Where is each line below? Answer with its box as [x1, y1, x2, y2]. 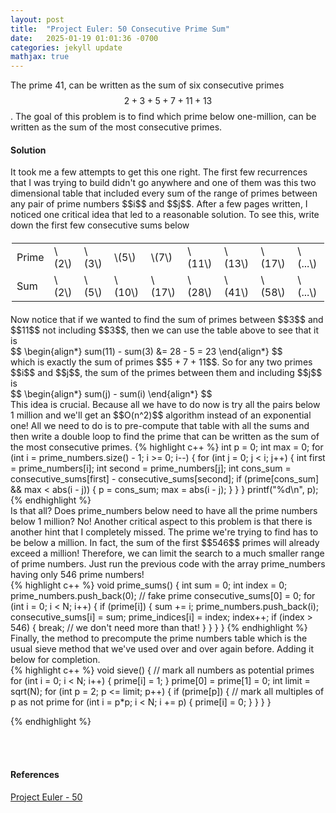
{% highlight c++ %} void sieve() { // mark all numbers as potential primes [10, 664, 315, 676]
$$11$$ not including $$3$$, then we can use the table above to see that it [10, 324, 319, 336]
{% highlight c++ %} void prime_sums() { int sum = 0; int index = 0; [10, 579, 288, 591]
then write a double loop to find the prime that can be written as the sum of [10, 431, 320, 443]
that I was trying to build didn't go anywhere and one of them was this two [10, 177, 317, 189]
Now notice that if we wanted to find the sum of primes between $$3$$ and [10, 314, 324, 326]
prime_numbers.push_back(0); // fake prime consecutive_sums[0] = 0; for [10, 590, 316, 602]
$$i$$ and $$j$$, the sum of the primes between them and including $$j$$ [10, 367, 323, 379]
